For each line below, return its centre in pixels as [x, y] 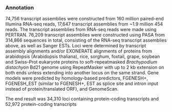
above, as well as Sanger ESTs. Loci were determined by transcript [76, 46]
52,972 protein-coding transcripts [41, 104]
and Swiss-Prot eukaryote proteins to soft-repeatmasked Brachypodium [81, 62]
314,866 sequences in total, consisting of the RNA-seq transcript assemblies [86, 40]
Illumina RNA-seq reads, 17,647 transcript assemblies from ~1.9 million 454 [84, 24]
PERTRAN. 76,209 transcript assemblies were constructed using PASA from [85, 35]
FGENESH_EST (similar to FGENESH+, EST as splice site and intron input [82, 83]
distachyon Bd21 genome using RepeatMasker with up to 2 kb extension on [85, 67]
